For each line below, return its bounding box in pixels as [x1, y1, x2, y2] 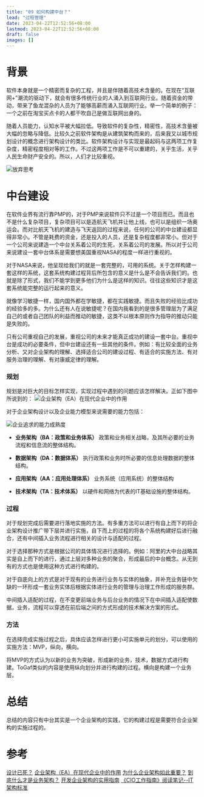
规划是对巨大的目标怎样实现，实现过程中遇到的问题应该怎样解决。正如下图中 [6, 388, 198, 395]
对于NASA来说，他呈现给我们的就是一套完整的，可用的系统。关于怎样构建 [6, 261, 191, 268]
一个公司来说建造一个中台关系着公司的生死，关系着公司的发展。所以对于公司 [6, 241, 198, 248]
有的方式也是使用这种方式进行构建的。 [6, 563, 102, 570]
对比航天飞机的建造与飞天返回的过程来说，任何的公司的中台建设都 [27, 226, 192, 233]
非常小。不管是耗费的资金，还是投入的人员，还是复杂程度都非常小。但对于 [11, 233, 198, 240]
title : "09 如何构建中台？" [6, 9, 71, 15]
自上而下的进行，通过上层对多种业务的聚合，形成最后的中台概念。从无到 [16, 555, 198, 563]
